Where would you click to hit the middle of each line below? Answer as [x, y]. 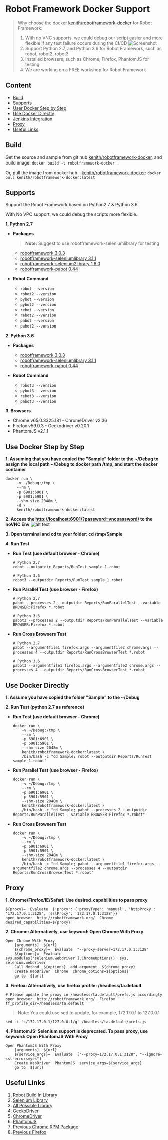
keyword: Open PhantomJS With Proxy [47, 1036]
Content [18, 86]
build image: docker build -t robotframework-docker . [62, 162]
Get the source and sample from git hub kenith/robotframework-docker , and [84, 157]
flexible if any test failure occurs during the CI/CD [76, 43]
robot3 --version [38, 386]
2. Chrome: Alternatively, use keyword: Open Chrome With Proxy [74, 931]
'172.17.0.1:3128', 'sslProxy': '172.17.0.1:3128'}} [61, 913]
